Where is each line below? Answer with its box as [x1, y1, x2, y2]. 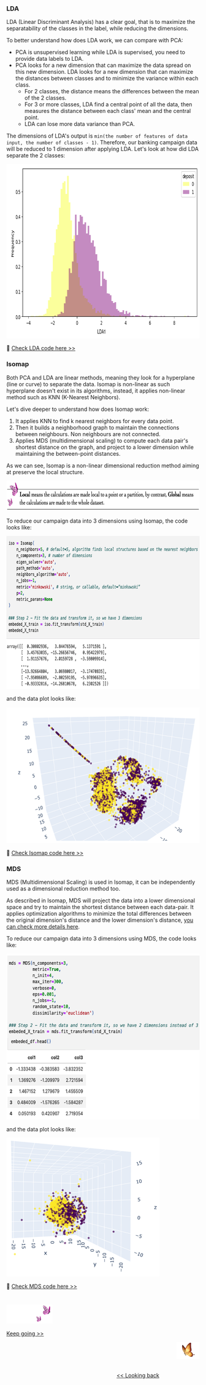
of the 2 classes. [24, 94, 67, 102]
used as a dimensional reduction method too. [6, 884, 121, 892]
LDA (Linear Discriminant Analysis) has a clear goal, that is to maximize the [6, 18, 196, 26]
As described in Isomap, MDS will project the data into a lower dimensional [6, 897, 195, 904]
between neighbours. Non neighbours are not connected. [15, 430, 161, 437]
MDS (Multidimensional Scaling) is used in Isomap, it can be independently [6, 878, 196, 886]
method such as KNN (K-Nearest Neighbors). [6, 393, 121, 400]
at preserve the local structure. [6, 468, 85, 475]
